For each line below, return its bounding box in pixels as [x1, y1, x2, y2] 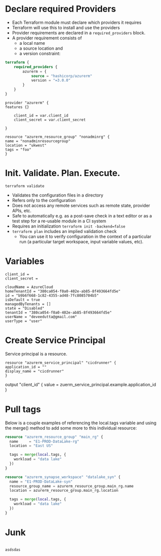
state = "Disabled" [5, 305, 45, 311]
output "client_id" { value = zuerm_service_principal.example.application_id [5, 381, 157, 387]
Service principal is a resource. [5, 351, 67, 357]
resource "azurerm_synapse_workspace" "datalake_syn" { [5, 474, 121, 480]
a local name [19, 40, 45, 46]
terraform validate [5, 183, 45, 188]
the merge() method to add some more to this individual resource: [5, 425, 137, 431]
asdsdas [5, 547, 21, 552]
